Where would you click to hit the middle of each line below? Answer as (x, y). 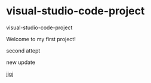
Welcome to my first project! (41, 39)
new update (21, 62)
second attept (23, 50)
